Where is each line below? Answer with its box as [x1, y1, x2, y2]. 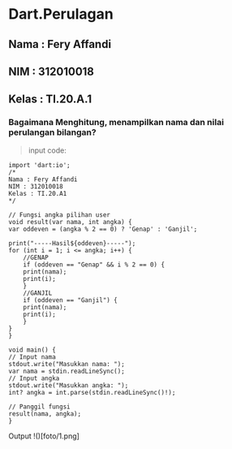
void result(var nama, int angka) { [8, 218, 132, 226]
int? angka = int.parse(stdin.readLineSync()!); [8, 388, 176, 396]
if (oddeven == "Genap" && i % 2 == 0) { [23, 261, 165, 269]
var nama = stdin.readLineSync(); [8, 367, 126, 375]
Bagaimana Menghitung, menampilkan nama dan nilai [8, 117, 225, 128]
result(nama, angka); [8, 409, 82, 418]
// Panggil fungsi [8, 403, 71, 411]
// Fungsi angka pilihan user [8, 210, 111, 219]
